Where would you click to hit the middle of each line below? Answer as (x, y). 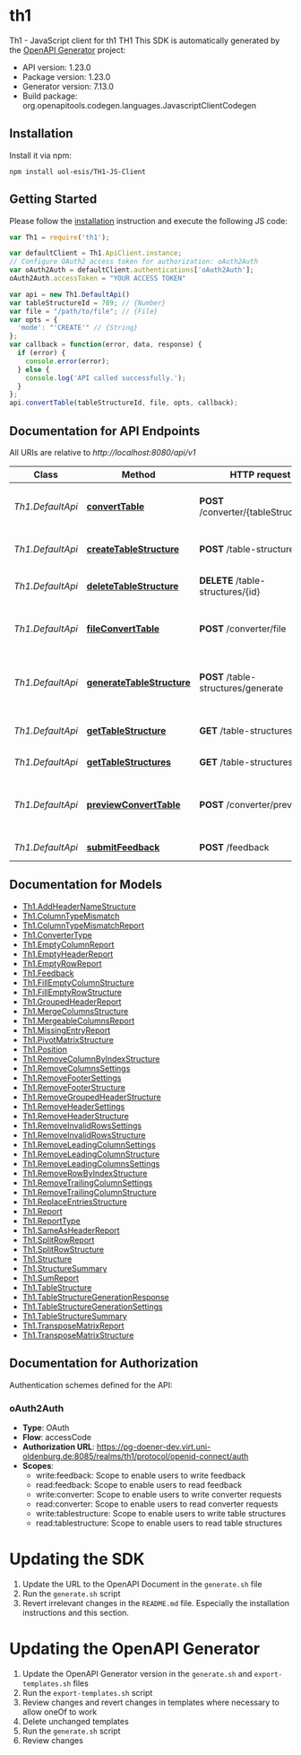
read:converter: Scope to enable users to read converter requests (157, 1504)
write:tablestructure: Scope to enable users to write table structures (161, 1513)
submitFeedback (123, 847)
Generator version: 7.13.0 (68, 86)
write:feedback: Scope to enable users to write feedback (141, 1475)
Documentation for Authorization (104, 1364)
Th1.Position (44, 1049)
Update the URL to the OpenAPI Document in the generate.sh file (142, 1584)
